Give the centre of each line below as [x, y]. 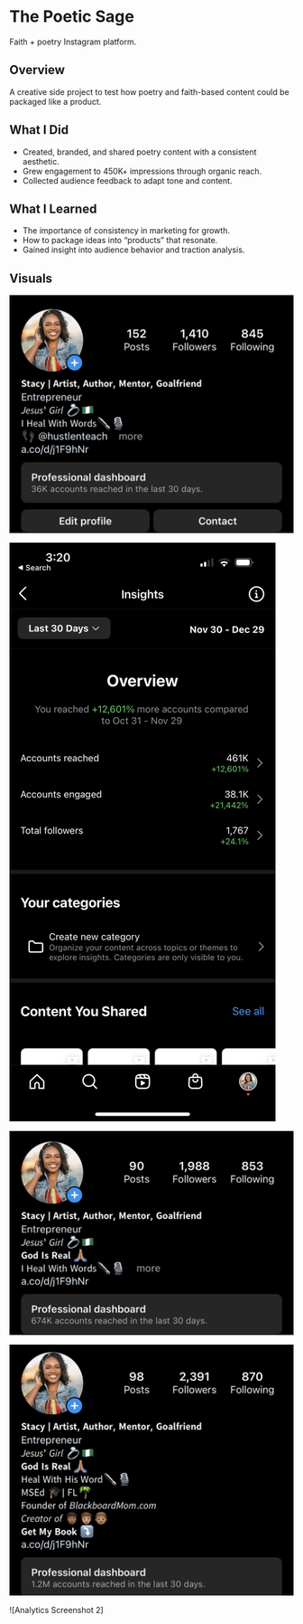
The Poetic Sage [72, 17]
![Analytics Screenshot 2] [56, 1610]
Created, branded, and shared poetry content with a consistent [139, 152]
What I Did [39, 130]
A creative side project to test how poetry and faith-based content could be [150, 91]
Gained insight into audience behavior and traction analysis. [133, 250]
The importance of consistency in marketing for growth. [126, 231]
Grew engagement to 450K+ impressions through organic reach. [142, 171]
